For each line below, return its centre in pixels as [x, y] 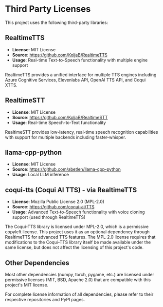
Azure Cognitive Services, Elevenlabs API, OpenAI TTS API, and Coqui [75, 80]
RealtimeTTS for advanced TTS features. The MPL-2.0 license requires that [80, 237]
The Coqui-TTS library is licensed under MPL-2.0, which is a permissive [77, 227]
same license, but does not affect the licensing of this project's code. [74, 247]
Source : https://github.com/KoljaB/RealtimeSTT [60, 117]
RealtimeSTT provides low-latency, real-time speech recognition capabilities [81, 132]
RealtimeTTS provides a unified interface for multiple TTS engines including [81, 75]
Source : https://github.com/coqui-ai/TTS [53, 207]
